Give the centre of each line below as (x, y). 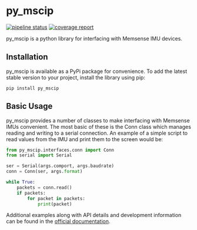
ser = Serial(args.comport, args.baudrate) (60, 166)
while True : (21, 182)
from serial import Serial (39, 155)
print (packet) (55, 204)
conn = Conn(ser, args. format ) (44, 172)
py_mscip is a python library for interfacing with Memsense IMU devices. (94, 38)
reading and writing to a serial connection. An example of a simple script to (97, 133)
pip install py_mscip (33, 88)
